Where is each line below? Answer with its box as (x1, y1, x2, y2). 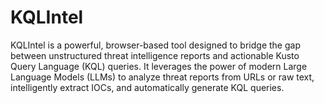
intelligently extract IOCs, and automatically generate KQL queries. (10, 81, 285, 93)
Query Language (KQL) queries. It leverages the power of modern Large (10, 60, 308, 72)
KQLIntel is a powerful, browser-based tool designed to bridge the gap (10, 39, 301, 51)
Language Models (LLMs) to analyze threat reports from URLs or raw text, (10, 71, 315, 83)
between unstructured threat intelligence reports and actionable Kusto (10, 49, 300, 61)
